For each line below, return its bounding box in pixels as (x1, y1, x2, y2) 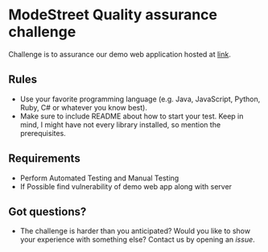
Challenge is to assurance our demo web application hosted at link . (8, 49, 231, 59)
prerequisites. (19, 128, 66, 138)
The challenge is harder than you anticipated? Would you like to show (19, 226, 251, 236)
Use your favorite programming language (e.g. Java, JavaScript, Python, (19, 94, 261, 104)
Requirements (8, 151, 80, 166)
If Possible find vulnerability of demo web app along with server (19, 181, 232, 191)
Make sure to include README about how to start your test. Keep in (19, 111, 244, 121)
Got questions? (8, 204, 87, 218)
